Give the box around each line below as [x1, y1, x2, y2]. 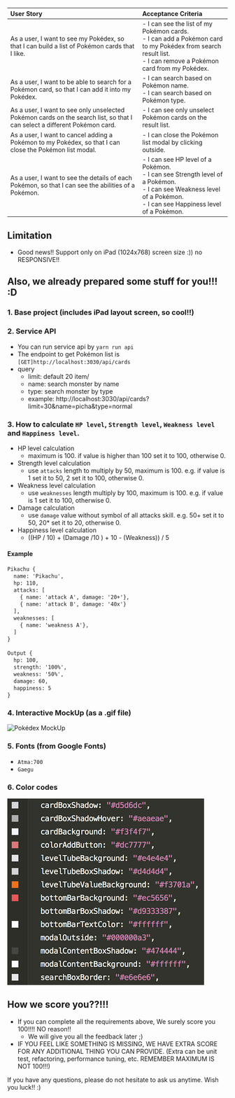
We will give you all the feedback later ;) [27, 1032, 143, 1041]
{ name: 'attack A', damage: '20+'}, [20, 594, 130, 601]
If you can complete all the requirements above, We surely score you [17, 1017, 215, 1026]
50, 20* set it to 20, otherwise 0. [27, 518, 122, 527]
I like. [10, 49, 26, 57]
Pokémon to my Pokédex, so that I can [10, 138, 120, 146]
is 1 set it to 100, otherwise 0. [27, 496, 112, 504]
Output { [7, 650, 33, 657]
